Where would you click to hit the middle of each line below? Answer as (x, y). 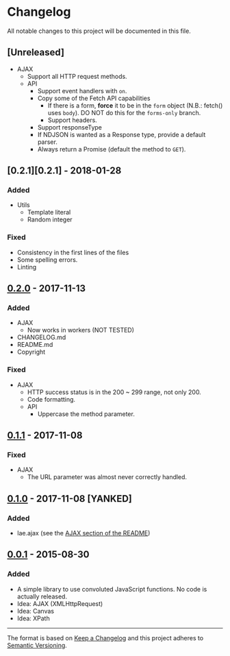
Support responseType (70, 127)
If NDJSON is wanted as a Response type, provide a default (122, 134)
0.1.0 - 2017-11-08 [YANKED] (69, 499)
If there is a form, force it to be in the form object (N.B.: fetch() (135, 105)
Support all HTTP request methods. (77, 76)
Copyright (31, 352)
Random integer (50, 219)
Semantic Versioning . (37, 645)
